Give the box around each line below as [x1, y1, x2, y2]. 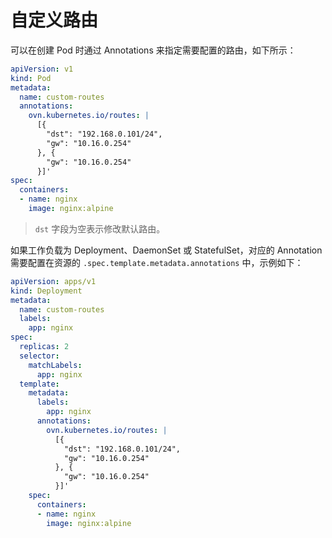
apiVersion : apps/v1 [10, 276, 97, 286]
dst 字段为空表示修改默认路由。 [34, 222, 166, 235]
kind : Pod [10, 73, 52, 83]
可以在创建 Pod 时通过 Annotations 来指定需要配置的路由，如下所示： [10, 44, 297, 56]
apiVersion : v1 [10, 64, 74, 74]
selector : [19, 351, 60, 361]
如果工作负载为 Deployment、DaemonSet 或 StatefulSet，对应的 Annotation [10, 244, 323, 256]
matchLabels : [28, 360, 83, 370]
